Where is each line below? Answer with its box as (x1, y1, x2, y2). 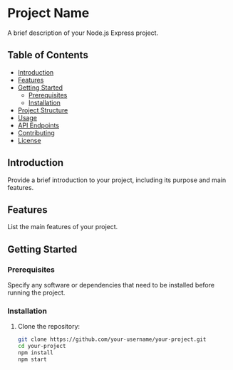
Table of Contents (7, 49, 89, 61)
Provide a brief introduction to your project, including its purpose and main (7, 176, 227, 184)
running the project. (7, 288, 66, 297)
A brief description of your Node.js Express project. (7, 28, 159, 37)
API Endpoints (17, 121, 59, 129)
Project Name (7, 5, 90, 21)
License (17, 136, 41, 144)
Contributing (17, 128, 55, 137)
